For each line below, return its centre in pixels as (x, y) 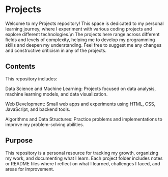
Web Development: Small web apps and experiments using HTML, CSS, (80, 104)
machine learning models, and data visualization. (57, 94)
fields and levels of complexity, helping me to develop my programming (80, 40)
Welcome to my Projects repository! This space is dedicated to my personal (85, 23)
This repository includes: (31, 79)
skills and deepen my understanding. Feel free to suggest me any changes (83, 45)
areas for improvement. (30, 169)
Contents (20, 66)
